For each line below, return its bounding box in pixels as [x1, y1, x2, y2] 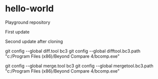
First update [5, 29, 30, 35]
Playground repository [5, 19, 50, 25]
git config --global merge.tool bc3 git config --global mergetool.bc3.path [5, 63, 154, 69]
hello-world [5, 3, 54, 14]
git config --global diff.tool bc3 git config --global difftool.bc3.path [5, 48, 141, 54]
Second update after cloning [5, 38, 63, 44]
